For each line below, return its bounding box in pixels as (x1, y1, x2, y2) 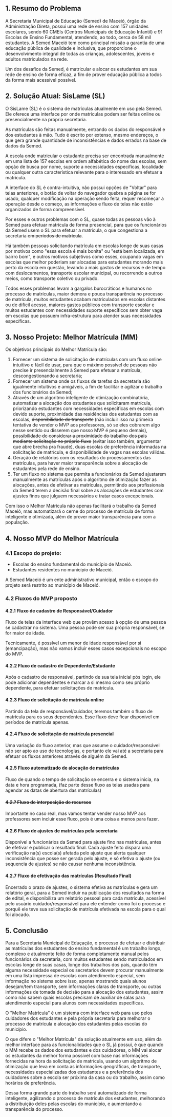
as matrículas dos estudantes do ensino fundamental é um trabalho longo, (5, 945, 162, 952)
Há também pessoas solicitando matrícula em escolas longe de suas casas (5, 243, 164, 249)
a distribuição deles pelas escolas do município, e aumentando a (5, 1101, 142, 1107)
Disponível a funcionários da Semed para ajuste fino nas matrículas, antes (5, 839, 162, 845)
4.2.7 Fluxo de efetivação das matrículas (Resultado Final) (5, 873, 132, 879)
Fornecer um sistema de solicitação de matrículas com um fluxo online (12, 357, 162, 363)
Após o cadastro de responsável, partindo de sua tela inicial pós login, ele (5, 674, 161, 680)
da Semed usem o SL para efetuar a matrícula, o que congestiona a (5, 227, 147, 233)
